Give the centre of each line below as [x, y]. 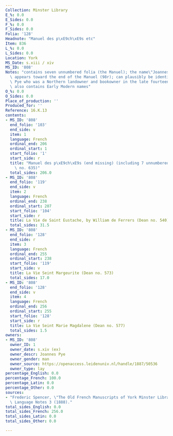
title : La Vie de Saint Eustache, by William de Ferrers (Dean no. [84, 221]
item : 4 [18, 297]
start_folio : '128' [31, 316]
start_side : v [25, 268]
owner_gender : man [30, 359]
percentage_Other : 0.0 [30, 388]
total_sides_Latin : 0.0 [31, 416]
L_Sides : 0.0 [19, 53]
